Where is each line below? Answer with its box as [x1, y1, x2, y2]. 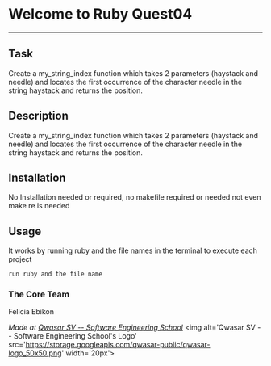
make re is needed [8, 201, 70, 211]
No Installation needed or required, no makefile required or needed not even [8, 192, 261, 202]
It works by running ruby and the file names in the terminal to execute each [8, 246, 258, 255]
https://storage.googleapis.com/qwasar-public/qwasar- [25, 340, 211, 350]
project [8, 255, 32, 264]
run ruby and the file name [8, 270, 103, 279]
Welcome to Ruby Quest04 [8, 5, 193, 23]
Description [8, 109, 69, 123]
